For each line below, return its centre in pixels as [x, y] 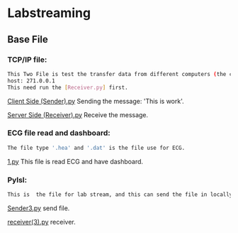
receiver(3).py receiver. [41, 222]
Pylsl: [17, 180]
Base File [28, 39]
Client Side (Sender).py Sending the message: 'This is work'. [96, 101]
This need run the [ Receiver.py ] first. [68, 87]
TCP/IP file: [27, 60]
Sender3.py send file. [39, 208]
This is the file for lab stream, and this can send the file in [107, 194]
